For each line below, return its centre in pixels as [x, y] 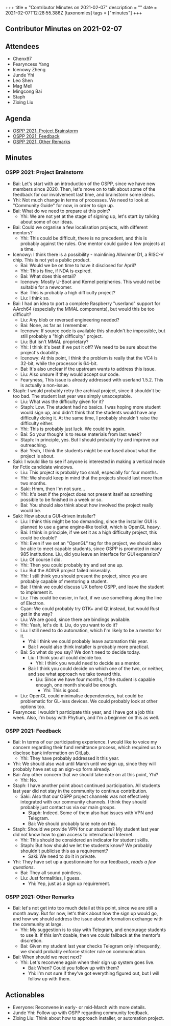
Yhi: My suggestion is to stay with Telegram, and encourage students [93, 930]
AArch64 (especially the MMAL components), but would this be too [83, 309]
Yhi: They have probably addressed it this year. [70, 758]
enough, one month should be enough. [76, 685]
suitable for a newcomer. [46, 287]
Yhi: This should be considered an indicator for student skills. [85, 840]
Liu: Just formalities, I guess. [50, 878]
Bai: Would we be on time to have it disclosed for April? [78, 265]
